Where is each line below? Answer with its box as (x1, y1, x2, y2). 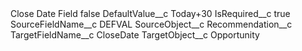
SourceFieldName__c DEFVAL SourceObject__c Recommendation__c (10, 18, 293, 30)
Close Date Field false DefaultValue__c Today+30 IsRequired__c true (10, 8, 291, 19)
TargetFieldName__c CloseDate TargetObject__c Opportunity (10, 29, 260, 41)
